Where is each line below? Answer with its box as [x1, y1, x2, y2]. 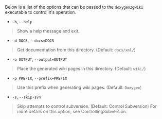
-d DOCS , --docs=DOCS [12, 37, 54, 43]
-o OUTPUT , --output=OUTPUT [12, 56, 67, 62]
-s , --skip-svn [12, 94, 41, 100]
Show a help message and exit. [17, 28, 80, 34]
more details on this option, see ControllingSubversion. [17, 109, 127, 114]
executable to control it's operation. [5, 9, 76, 15]
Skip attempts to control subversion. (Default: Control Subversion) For [17, 103, 157, 109]
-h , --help [12, 19, 33, 24]
